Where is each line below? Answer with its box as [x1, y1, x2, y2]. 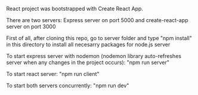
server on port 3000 [6, 23, 56, 30]
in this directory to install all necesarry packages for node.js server [6, 41, 171, 48]
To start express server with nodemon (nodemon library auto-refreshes [6, 53, 182, 59]
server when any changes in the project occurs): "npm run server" [6, 59, 170, 66]
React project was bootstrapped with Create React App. [6, 5, 143, 12]
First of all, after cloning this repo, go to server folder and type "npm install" [6, 35, 192, 41]
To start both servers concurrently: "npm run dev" [6, 82, 129, 89]
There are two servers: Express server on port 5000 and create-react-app [6, 17, 189, 23]
